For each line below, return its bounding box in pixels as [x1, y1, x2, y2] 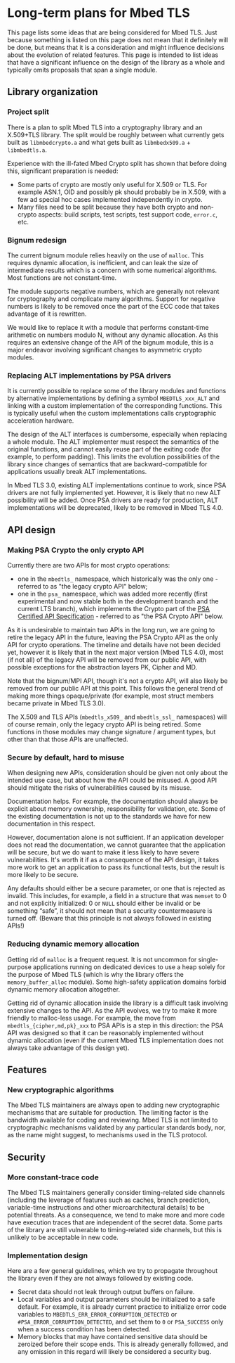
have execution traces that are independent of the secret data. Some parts [7, 1218, 223, 1227]
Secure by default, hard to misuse [7, 753, 125, 762]
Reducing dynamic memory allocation [7, 939, 140, 949]
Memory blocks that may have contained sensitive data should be [17, 1333, 208, 1341]
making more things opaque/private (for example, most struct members [7, 691, 214, 700]
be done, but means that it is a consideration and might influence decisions [7, 43, 224, 51]
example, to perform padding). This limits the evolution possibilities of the [7, 452, 220, 461]
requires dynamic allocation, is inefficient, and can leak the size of [7, 258, 199, 267]
